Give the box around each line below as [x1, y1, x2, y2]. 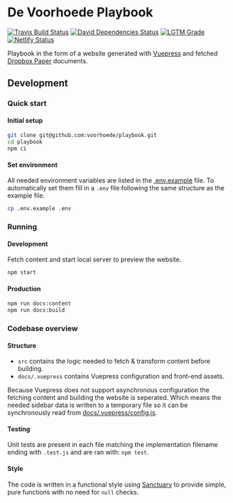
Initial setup [7, 116, 43, 124]
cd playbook [7, 139, 43, 146]
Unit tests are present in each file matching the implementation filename [7, 440, 218, 449]
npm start [7, 269, 37, 276]
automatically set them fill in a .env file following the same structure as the [7, 184, 225, 193]
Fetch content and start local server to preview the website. [7, 255, 182, 264]
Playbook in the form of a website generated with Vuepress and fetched [7, 49, 218, 58]
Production [7, 284, 41, 293]
